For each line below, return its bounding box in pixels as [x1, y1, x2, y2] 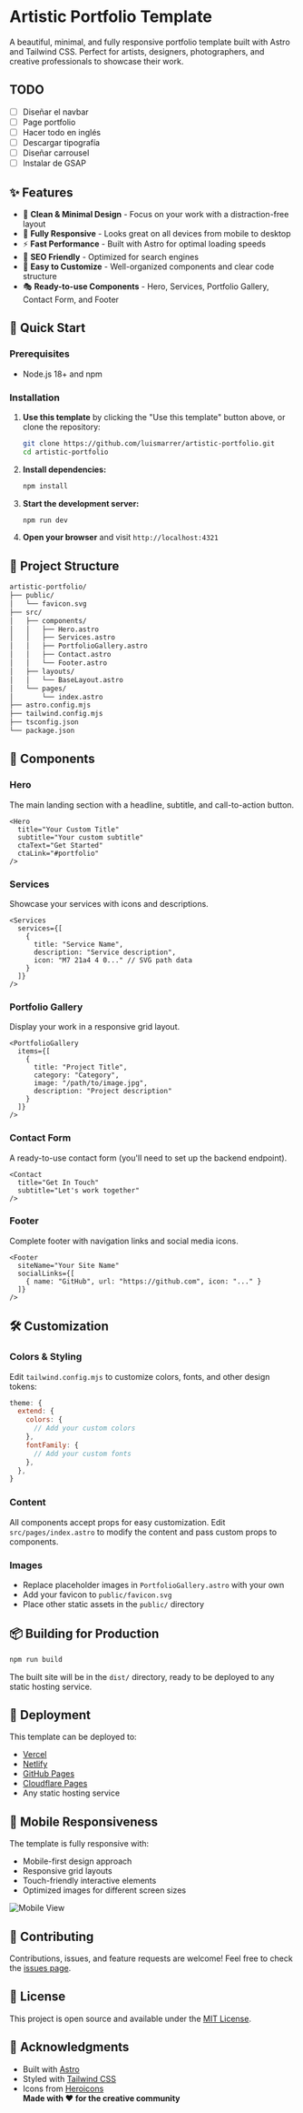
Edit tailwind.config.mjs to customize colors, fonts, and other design [9, 1371, 270, 1382]
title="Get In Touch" [17, 1178, 100, 1187]
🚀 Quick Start [9, 320, 86, 336]
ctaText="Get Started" [17, 840, 103, 850]
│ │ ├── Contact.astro [9, 650, 112, 659]
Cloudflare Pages [22, 1778, 88, 1789]
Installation [9, 391, 61, 404]
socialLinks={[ [17, 1269, 75, 1278]
